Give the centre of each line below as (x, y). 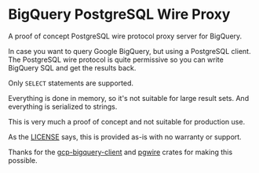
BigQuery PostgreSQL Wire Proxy (119, 14)
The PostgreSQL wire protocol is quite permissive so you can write (116, 59)
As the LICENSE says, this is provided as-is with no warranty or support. (125, 137)
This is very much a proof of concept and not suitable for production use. (127, 121)
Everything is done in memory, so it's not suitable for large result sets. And (129, 98)
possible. (23, 160)
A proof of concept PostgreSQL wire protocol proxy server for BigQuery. (125, 36)
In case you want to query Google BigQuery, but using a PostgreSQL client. (129, 51)
